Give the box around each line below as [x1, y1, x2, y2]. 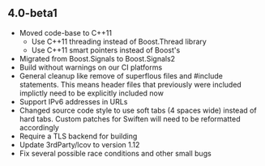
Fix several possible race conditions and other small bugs [19, 148, 212, 158]
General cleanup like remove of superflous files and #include [19, 70, 224, 80]
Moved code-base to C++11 [19, 28, 113, 37]
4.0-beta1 [7, 6, 58, 20]
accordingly [19, 122, 60, 132]
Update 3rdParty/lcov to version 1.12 [19, 139, 140, 149]
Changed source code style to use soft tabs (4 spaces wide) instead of [19, 105, 257, 115]
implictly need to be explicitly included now [19, 88, 164, 98]
